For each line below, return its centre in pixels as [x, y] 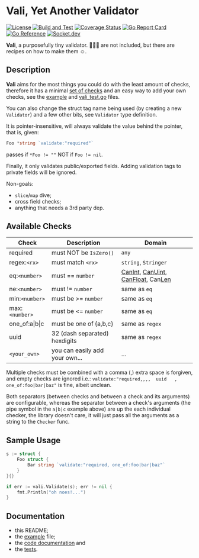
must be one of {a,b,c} [82, 324]
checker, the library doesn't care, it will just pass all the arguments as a [93, 415]
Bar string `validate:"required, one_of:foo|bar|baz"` [97, 465]
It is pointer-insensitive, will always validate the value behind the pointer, [94, 126]
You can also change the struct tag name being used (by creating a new [94, 108]
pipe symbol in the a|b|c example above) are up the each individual [88, 409]
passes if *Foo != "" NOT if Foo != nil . [54, 154]
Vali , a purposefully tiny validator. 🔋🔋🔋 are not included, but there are [90, 45]
